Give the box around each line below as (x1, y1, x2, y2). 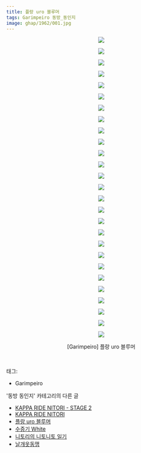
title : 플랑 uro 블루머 (6, 8, 60, 15)
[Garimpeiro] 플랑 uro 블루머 (67, 343, 136, 350)
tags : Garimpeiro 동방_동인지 (6, 14, 76, 21)
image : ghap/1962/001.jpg (6, 20, 71, 26)
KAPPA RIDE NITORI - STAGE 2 (14, 404, 92, 411)
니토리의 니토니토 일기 (14, 433, 67, 440)
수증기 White (14, 425, 46, 432)
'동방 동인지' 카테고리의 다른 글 (6, 392, 79, 399)
